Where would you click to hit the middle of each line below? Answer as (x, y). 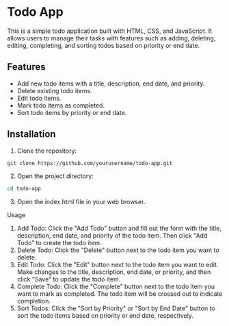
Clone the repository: (47, 151)
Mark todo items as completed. (60, 105)
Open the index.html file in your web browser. (81, 202)
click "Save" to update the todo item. (69, 279)
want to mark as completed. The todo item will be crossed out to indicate (120, 294)
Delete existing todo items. (54, 90)
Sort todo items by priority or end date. (72, 112)
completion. (34, 301)
